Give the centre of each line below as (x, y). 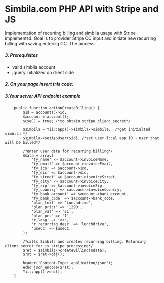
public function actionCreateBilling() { (57, 108)
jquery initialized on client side (43, 72)
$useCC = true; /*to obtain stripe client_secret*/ (77, 121)
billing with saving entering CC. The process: (51, 43)
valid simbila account (34, 67)
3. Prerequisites (22, 55)
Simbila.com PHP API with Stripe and (82, 9)
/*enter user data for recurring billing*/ (68, 151)
